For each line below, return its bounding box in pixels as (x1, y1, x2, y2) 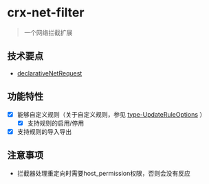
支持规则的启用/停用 (27, 119, 85, 127)
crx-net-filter (7, 5, 85, 21)
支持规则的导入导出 (16, 127, 72, 135)
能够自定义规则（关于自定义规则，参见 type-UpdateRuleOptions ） (16, 110, 206, 118)
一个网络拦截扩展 (23, 28, 73, 36)
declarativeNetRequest (16, 69, 82, 77)
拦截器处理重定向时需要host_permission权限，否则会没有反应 (16, 169, 191, 177)
